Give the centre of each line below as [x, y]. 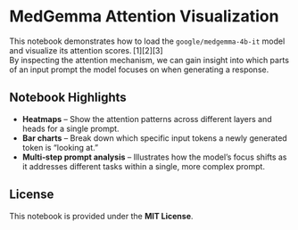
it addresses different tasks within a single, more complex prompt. [144, 166]
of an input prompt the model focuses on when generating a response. [139, 70]
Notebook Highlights [68, 98]
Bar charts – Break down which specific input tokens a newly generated [154, 138]
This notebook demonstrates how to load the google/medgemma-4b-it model [147, 41]
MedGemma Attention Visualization [144, 16]
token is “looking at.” [60, 147]
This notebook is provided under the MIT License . [101, 216]
